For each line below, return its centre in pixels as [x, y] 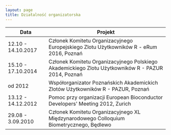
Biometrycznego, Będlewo [80, 124]
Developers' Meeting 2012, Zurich [90, 103]
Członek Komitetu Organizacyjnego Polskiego [103, 62]
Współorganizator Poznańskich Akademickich [103, 83]
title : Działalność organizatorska [43, 15]
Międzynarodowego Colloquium [87, 118]
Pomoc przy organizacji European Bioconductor [106, 97]
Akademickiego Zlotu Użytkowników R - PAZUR [106, 68]
